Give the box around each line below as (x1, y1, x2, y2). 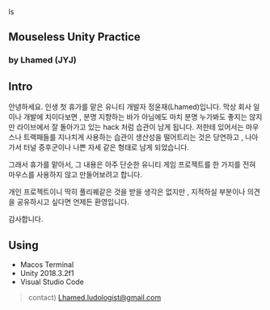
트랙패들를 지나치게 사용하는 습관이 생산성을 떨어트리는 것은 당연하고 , (23, 133, 244, 142)
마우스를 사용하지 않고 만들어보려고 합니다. (8, 170, 143, 180)
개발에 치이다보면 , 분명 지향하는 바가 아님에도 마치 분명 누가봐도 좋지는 (23, 113, 248, 122)
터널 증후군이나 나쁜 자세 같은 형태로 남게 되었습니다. (23, 142, 190, 152)
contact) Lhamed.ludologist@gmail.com (27, 292, 162, 302)
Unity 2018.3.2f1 (19, 268, 74, 278)
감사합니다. (8, 214, 44, 224)
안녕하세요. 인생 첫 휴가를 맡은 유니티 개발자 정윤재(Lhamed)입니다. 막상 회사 (8, 102, 252, 112)
